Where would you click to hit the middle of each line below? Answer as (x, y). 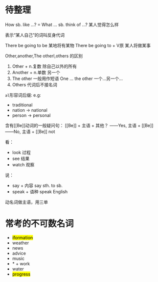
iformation (23, 237)
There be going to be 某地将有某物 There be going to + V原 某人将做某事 (78, 45)
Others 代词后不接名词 (35, 84)
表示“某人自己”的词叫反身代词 (35, 35)
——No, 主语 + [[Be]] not (30, 131)
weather (21, 243)
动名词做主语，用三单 (26, 202)
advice (19, 253)
